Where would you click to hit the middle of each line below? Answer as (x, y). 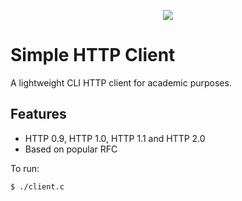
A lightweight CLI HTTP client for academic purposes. (121, 82)
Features (38, 114)
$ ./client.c (37, 186)
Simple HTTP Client (93, 55)
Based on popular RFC (71, 149)
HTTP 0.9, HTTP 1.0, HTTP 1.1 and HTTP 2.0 (115, 138)
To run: (25, 168)
